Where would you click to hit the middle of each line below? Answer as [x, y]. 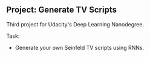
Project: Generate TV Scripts [61, 10]
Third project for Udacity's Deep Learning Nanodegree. [75, 24]
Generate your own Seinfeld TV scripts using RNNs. [79, 47]
